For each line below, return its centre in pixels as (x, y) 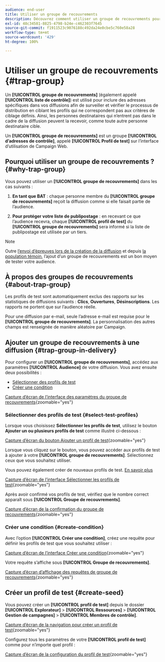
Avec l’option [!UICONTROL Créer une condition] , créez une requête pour (80, 538)
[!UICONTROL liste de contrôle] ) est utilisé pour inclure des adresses (75, 100)
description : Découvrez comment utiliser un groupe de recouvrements (78, 19)
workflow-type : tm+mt (27, 33)
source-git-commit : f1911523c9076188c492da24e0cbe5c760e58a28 (70, 28)
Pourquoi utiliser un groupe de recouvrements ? (80, 162)
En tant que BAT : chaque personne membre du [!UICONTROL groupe (83, 196)
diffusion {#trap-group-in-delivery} (61, 350)
